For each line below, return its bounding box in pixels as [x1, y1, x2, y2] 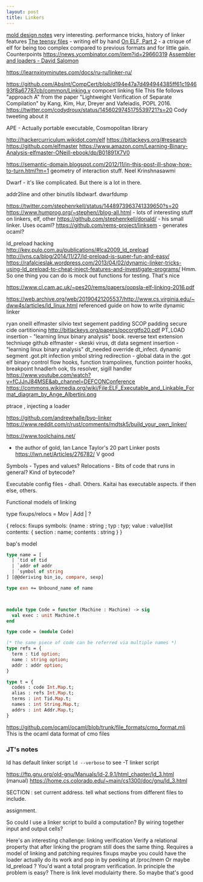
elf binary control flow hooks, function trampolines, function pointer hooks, [6, 358, 193, 366]
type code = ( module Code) [6, 629, 74, 635]
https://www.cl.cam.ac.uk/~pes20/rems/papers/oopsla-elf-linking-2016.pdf [6, 283, 195, 291]
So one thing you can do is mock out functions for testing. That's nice [6, 272, 180, 279]
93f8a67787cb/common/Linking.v [6, 87, 91, 94]
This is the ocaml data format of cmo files [6, 730, 110, 737]
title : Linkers [6, 15, 45, 21]
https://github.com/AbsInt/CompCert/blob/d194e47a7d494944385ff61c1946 [6, 80, 197, 88]
